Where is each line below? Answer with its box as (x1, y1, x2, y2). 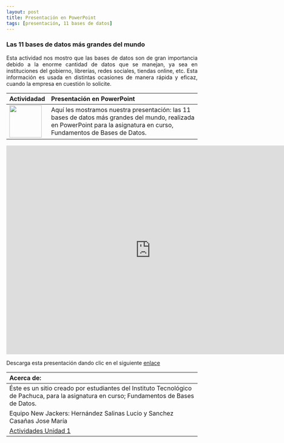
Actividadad (9, 94, 46, 103)
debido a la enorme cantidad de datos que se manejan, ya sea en (6, 60, 198, 68)
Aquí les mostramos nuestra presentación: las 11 (50, 106, 191, 114)
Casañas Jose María (9, 416, 68, 425)
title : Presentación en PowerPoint (6, 15, 96, 21)
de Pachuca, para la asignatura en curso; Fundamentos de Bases (9, 391, 194, 400)
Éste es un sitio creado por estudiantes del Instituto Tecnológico (9, 384, 192, 392)
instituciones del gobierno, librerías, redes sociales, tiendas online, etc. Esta (6, 67, 198, 74)
